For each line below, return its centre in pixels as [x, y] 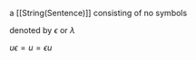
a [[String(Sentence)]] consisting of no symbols [98, 13]
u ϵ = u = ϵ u [31, 47]
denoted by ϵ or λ [42, 30]
